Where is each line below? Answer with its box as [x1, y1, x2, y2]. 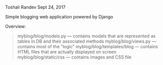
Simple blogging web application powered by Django [5, 14, 113, 19]
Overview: [5, 23, 26, 29]
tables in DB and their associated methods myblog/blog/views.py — [17, 38, 157, 44]
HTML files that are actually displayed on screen [17, 49, 117, 55]
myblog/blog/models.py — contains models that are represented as [17, 33, 156, 39]
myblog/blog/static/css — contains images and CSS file [17, 54, 132, 60]
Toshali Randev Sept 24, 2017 [5, 4, 66, 10]
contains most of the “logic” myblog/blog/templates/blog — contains [17, 44, 158, 49]
